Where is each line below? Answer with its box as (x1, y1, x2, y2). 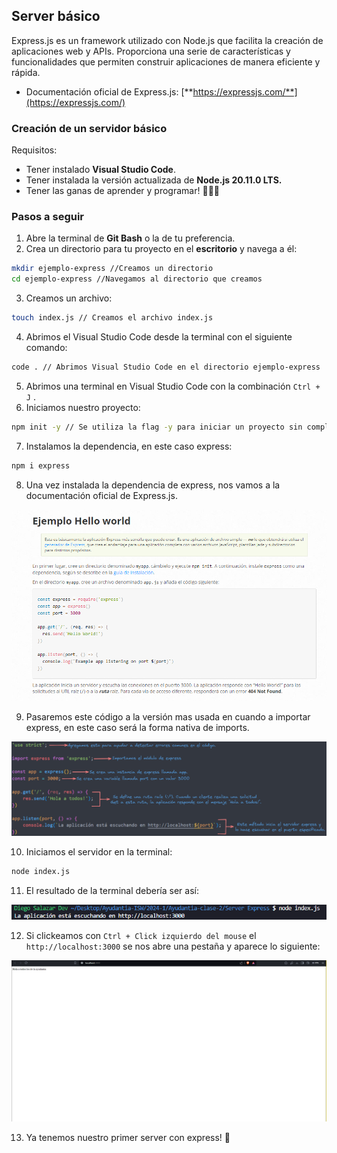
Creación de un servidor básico (11, 121, 168, 135)
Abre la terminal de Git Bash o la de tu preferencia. (25, 232, 236, 244)
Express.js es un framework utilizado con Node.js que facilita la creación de (11, 34, 324, 46)
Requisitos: (11, 144, 58, 156)
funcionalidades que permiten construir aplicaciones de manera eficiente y (11, 55, 321, 68)
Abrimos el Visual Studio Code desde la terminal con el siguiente (25, 331, 293, 343)
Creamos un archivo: (25, 292, 113, 304)
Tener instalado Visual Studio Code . (25, 164, 176, 176)
